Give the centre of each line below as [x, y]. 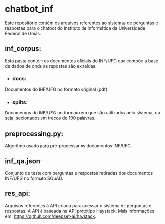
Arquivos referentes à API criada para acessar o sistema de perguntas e [78, 205]
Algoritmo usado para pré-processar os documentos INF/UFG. [69, 146]
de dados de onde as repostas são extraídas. [51, 66]
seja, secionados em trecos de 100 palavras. [50, 118]
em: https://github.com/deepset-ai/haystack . [51, 216]
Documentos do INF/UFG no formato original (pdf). [57, 89]
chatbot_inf [29, 9]
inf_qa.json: [24, 161]
